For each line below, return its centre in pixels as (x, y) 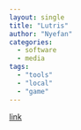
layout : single (37, 17)
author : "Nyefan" (41, 34)
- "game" (33, 91)
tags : (19, 67)
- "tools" (35, 75)
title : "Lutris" (39, 26)
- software (37, 50)
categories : (31, 42)
